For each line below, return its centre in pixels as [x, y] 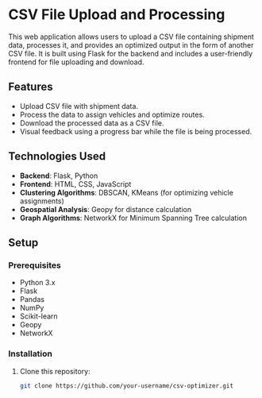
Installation [31, 354]
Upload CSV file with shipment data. [79, 106]
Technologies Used [57, 156]
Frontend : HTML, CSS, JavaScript [75, 184]
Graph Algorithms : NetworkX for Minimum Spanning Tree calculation [133, 218]
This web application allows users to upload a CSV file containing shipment [131, 37]
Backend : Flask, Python [59, 176]
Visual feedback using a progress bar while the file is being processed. [136, 131]
